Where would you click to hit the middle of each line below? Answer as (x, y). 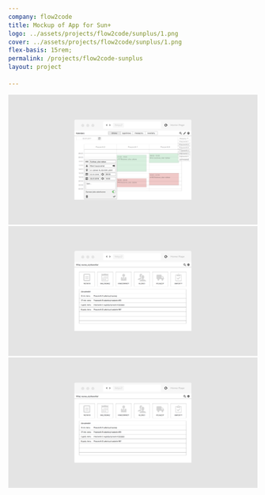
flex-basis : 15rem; (40, 50)
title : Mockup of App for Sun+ (60, 25)
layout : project (35, 67)
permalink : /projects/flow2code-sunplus (76, 59)
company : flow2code (40, 17)
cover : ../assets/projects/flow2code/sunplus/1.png (95, 42)
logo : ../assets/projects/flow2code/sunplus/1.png (93, 33)
